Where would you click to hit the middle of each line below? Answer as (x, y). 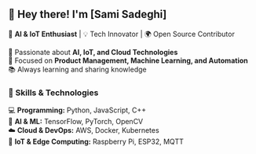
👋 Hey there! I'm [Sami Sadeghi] (88, 15)
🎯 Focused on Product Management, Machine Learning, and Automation (128, 60)
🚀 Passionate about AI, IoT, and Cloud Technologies (93, 52)
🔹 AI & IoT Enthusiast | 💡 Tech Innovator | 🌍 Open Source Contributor (122, 34)
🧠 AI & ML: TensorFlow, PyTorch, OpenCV (76, 122)
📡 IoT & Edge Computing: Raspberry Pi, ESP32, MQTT (96, 141)
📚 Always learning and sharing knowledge (77, 69)
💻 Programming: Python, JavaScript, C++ (77, 110)
